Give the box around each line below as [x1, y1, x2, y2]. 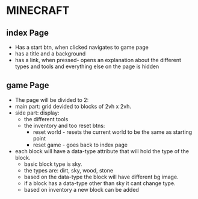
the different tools [23, 115, 69, 122]
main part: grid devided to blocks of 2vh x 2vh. [14, 103, 131, 110]
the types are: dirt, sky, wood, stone [23, 166, 113, 174]
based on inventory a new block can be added [23, 186, 140, 193]
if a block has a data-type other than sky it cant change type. [23, 179, 176, 187]
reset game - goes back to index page [32, 141, 128, 148]
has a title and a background [14, 50, 86, 57]
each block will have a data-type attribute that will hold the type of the [14, 147, 190, 154]
